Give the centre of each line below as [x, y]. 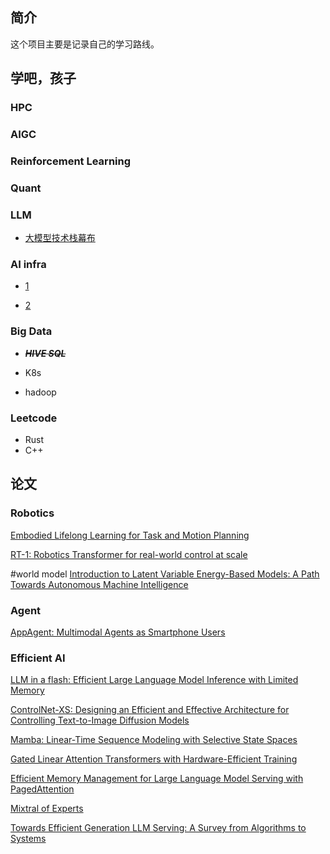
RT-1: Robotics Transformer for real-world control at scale [129, 554]
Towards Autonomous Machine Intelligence [99, 584]
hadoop [40, 392]
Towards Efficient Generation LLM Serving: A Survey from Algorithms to [158, 828]
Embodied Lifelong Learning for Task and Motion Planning [130, 535]
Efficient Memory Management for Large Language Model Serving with [157, 779]
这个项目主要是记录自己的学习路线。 [85, 44]
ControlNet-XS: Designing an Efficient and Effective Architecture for [150, 710]
